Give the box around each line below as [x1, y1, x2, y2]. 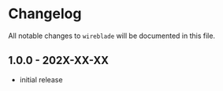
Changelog [8, 5, 82, 23]
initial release [19, 74, 63, 84]
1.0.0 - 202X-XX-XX [8, 54, 109, 67]
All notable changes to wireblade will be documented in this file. [8, 31, 215, 40]
